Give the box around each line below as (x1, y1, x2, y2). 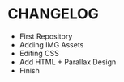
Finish (19, 65, 40, 75)
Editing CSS (19, 48, 60, 58)
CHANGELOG (7, 5, 99, 23)
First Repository (19, 31, 73, 41)
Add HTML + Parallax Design (19, 57, 117, 67)
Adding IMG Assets (19, 39, 84, 49)
